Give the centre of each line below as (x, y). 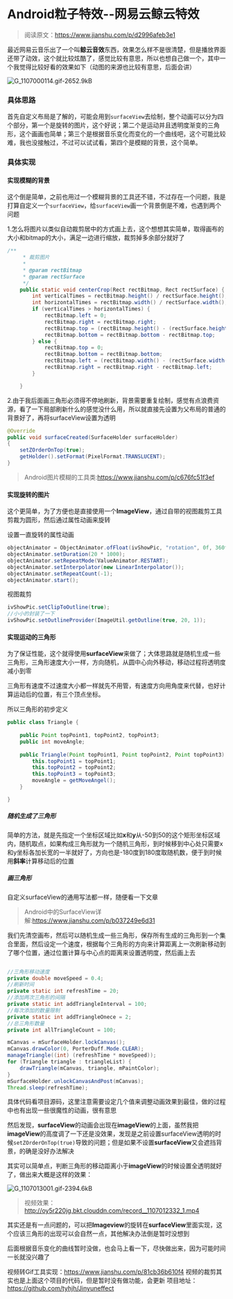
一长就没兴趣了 (28, 1257)
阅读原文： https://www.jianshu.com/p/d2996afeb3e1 (100, 35)
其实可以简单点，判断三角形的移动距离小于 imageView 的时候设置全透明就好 (115, 1166)
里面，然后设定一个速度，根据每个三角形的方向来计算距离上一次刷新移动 (116, 944)
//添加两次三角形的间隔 (36, 998)
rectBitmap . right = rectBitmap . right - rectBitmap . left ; (128, 367)
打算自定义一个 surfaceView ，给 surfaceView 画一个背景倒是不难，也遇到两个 (114, 206)
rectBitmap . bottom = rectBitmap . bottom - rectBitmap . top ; (130, 335)
